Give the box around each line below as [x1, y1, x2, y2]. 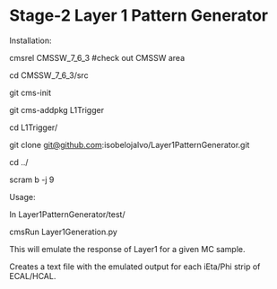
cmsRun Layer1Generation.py [9, 226, 118, 237]
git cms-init [9, 87, 52, 98]
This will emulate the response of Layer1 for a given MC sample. [9, 243, 246, 254]
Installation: [9, 35, 52, 46]
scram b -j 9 [9, 174, 55, 185]
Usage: [9, 191, 36, 202]
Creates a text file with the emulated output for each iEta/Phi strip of [9, 261, 261, 272]
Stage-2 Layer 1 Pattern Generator [9, 5, 269, 26]
